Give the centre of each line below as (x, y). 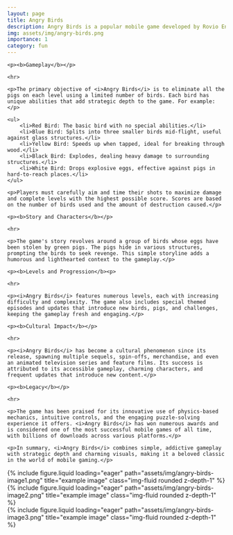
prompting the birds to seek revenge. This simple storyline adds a (108, 254)
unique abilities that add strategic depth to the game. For (97, 101)
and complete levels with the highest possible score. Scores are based (114, 199)
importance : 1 (28, 40)
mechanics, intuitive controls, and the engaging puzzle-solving (103, 418)
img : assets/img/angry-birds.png (55, 33)
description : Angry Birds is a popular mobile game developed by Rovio (113, 26)
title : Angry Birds (35, 20)
